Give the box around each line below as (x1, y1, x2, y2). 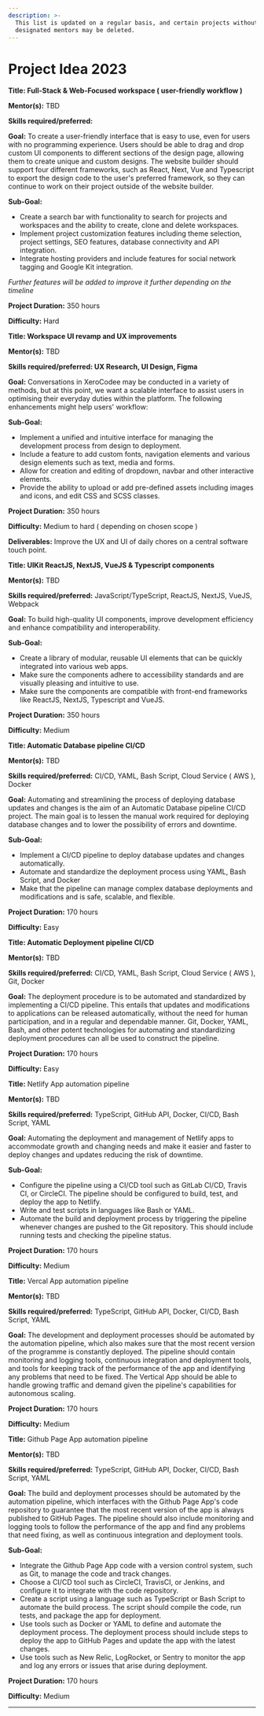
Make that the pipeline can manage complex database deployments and (19, 884, 253, 893)
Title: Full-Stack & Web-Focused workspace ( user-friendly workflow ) (8, 86, 243, 95)
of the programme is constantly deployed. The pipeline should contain (8, 1347, 236, 1357)
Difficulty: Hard (8, 316, 60, 326)
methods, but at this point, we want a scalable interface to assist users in (8, 386, 244, 395)
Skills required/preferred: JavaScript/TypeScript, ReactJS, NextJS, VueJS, (8, 591, 253, 601)
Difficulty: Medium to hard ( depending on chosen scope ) (8, 522, 198, 531)
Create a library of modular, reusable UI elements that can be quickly (19, 653, 243, 663)
